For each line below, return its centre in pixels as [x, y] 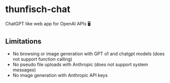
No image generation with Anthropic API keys [60, 75]
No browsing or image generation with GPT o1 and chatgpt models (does [89, 54]
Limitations [23, 41]
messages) [24, 70]
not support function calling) [42, 59]
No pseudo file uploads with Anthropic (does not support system [80, 64]
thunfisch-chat [38, 9]
